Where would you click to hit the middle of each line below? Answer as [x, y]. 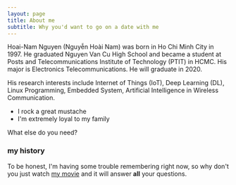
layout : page [26, 14]
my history [26, 151]
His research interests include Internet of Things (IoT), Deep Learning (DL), [116, 83]
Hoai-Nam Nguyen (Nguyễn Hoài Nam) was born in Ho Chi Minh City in [111, 47]
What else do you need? [42, 133]
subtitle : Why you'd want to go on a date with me [83, 27]
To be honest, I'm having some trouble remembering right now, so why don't [118, 166]
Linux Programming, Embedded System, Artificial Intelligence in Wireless [113, 90]
